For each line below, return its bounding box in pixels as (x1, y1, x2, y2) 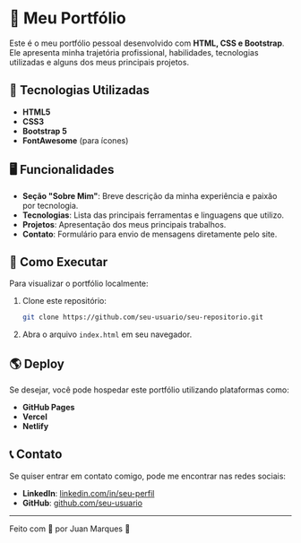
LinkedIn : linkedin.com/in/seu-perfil (21, 487, 155, 498)
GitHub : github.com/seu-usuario (21, 497, 143, 508)
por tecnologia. (21, 200, 79, 211)
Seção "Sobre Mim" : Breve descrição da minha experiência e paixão (21, 190, 278, 201)
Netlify (21, 421, 49, 432)
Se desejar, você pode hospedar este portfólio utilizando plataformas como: (9, 384, 289, 395)
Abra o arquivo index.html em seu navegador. (21, 329, 193, 340)
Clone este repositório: (21, 296, 107, 306)
